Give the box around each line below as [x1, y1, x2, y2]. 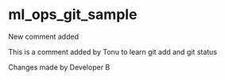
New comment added [8, 32, 80, 41]
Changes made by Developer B [8, 62, 111, 72]
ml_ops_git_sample [8, 6, 138, 24]
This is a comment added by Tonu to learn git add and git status [8, 47, 217, 56]
